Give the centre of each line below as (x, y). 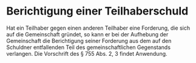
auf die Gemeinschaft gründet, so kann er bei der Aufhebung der (87, 34)
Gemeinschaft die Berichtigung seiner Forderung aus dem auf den (89, 41)
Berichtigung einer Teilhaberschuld (97, 11)
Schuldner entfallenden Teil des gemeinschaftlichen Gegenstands (89, 47)
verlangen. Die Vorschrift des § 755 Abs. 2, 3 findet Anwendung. (87, 53)
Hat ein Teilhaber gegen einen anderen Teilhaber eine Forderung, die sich (98, 28)
